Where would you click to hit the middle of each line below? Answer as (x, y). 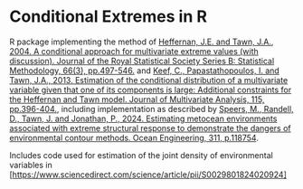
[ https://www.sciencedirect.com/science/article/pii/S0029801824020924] (148, 175)
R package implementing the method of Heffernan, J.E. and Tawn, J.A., (142, 42)
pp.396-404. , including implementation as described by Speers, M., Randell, (151, 109)
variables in (31, 165)
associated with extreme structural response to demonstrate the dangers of (150, 128)
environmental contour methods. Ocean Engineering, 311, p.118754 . (134, 137)
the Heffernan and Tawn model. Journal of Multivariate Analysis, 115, (137, 99)
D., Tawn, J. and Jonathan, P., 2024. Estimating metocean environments (143, 118)
